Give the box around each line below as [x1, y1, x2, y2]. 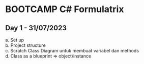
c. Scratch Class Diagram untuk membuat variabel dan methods [5, 48, 139, 53]
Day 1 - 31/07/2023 [5, 24, 67, 32]
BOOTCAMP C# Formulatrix [5, 4, 124, 15]
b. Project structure [5, 42, 46, 48]
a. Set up [5, 37, 24, 43]
